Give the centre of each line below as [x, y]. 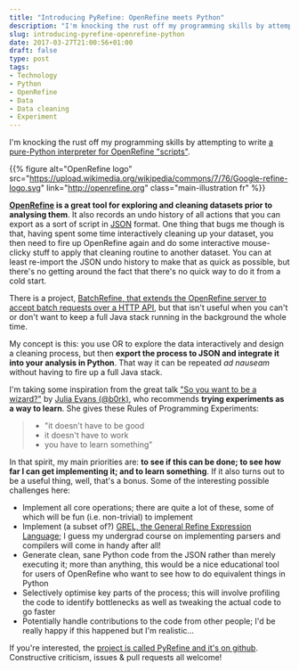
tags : [19, 68]
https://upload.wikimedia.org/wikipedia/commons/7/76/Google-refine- [159, 178]
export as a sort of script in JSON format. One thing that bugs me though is [147, 225]
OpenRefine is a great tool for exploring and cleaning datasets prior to [141, 205]
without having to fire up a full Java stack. [86, 372]
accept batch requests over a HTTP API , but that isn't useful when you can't [149, 307]
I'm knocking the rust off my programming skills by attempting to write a [141, 143]
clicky [20, 253]
